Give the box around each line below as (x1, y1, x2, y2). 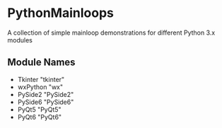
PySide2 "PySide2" (17, 90, 74, 98)
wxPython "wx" (17, 83, 64, 91)
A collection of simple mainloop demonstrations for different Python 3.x (7, 28, 216, 37)
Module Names (7, 57, 76, 69)
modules (7, 35, 33, 44)
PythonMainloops (7, 5, 115, 21)
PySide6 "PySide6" (17, 98, 74, 106)
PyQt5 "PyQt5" (17, 105, 62, 114)
